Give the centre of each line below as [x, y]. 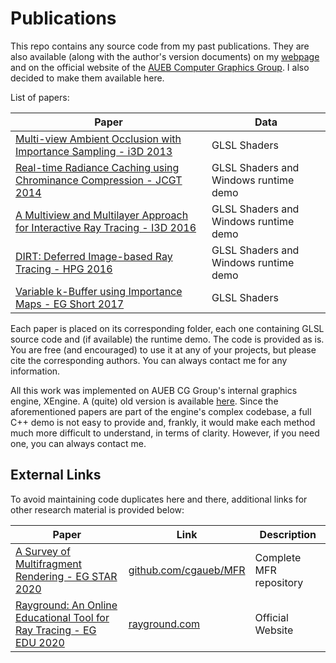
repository [279, 582]
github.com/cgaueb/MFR [187, 570]
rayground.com [164, 624]
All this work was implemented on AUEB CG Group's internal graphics [154, 390]
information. [35, 371]
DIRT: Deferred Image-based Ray [94, 256]
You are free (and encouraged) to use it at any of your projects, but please [163, 349]
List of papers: [40, 97]
